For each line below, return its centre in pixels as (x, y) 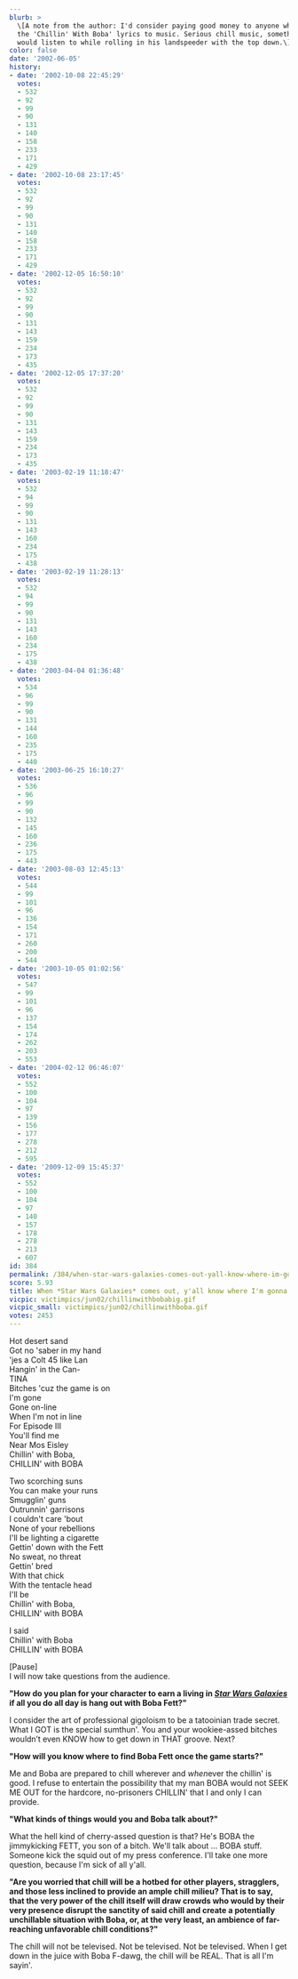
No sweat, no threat (45, 1557)
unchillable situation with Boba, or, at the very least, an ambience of (137, 1919)
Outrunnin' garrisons (47, 1509)
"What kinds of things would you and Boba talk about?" (114, 1819)
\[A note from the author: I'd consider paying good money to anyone (148, 26)
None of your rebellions (52, 1528)
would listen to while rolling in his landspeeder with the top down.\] (154, 42)
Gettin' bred (31, 1566)
